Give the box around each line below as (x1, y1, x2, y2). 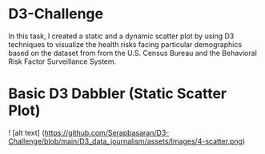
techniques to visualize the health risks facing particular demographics (8, 39, 243, 49)
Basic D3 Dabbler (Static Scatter (8, 85, 227, 103)
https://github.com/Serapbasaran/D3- (43, 128, 170, 137)
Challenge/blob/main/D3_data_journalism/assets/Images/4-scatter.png (8, 136, 243, 146)
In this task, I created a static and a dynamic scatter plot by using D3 (8, 31, 235, 41)
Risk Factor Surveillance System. (8, 57, 117, 66)
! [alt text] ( (8, 128, 45, 137)
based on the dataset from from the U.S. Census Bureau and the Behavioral (8, 48, 258, 57)
